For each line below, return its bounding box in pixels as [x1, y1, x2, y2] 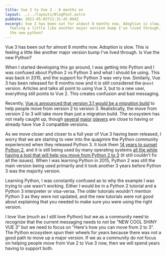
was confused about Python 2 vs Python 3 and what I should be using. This [5, 70, 160, 75]
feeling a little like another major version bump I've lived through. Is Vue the [5, 49, 160, 55]
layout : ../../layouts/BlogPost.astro [5, 12, 85, 17]
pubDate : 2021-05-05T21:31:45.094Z [5, 16, 79, 21]
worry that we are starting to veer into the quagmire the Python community [5, 136, 159, 142]
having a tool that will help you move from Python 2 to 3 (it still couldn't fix [5, 152, 157, 158]
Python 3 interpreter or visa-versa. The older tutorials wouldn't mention [5, 188, 152, 194]
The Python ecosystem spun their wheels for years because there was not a [5, 230, 162, 235]
